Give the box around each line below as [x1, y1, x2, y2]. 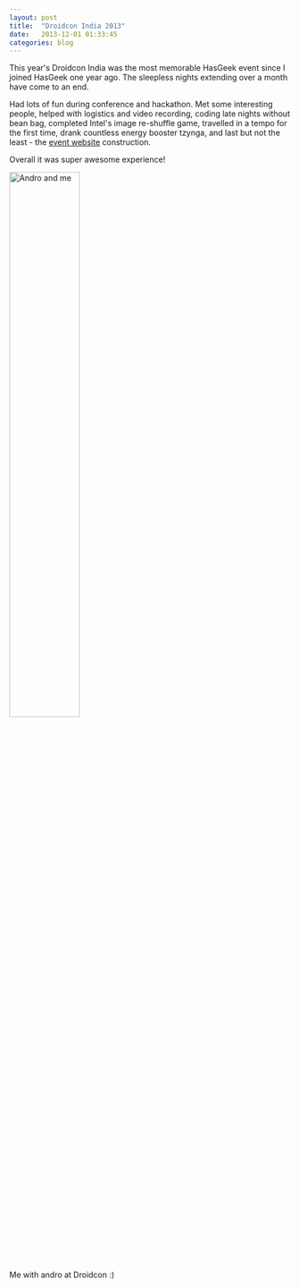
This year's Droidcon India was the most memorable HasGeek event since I [9, 63, 286, 73]
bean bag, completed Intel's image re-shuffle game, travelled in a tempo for [9, 118, 287, 129]
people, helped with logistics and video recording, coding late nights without [9, 108, 290, 119]
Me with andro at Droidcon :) [9, 1269, 115, 1280]
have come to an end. [9, 81, 89, 92]
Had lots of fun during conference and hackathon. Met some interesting [9, 99, 274, 110]
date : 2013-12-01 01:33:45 [9, 30, 118, 38]
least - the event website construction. [9, 137, 152, 148]
